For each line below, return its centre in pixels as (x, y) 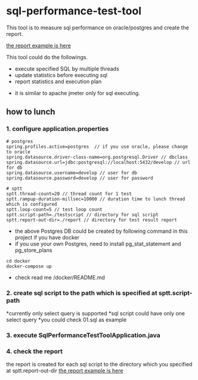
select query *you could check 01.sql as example (66, 320)
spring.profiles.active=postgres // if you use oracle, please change (97, 147)
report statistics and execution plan (58, 81)
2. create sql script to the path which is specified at (82, 293)
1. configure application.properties (58, 129)
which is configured (32, 204)
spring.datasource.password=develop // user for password (80, 178)
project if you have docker (47, 237)
